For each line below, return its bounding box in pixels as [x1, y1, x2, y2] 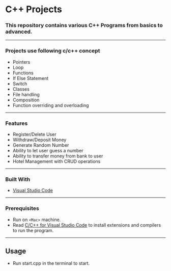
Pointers [12, 59, 31, 65]
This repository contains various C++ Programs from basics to [5, 22, 163, 29]
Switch [12, 80, 27, 87]
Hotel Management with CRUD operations [12, 158, 101, 165]
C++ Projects [5, 4, 62, 15]
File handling [12, 91, 40, 97]
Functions [12, 70, 34, 76]
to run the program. [12, 227, 54, 233]
